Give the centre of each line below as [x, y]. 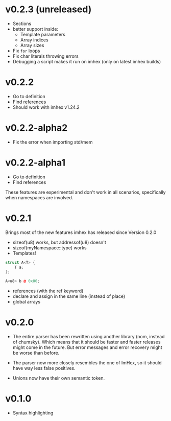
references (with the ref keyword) [48, 291]
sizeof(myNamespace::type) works [50, 248]
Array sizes [32, 45]
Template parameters [43, 34]
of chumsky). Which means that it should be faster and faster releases [87, 342]
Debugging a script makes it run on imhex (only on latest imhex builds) [87, 61]
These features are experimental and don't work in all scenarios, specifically [86, 192]
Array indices [34, 40]
